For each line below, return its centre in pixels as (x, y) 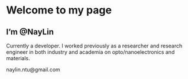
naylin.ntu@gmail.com (33, 70)
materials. (18, 58)
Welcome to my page (59, 10)
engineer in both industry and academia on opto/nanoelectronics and (90, 52)
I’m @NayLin (30, 32)
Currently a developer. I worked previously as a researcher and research (94, 46)
